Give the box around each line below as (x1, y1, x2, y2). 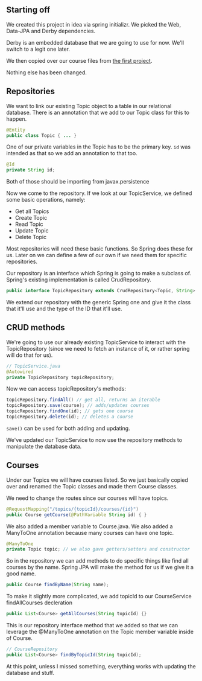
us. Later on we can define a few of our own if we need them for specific (6, 252, 187, 259)
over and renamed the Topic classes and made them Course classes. (6, 482, 178, 490)
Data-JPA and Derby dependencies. (6, 27, 95, 34)
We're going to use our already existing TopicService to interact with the (6, 338, 186, 346)
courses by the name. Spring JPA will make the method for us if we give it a (6, 564, 194, 571)
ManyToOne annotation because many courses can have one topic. (6, 529, 174, 536)
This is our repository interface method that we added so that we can (6, 622, 178, 628)
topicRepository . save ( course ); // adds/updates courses (6, 403, 150, 409)
